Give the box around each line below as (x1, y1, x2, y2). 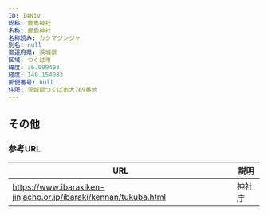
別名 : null (8, 41, 42, 49)
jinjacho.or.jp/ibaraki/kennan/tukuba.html (12, 192, 166, 203)
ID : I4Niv (8, 11, 41, 20)
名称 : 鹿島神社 (8, 26, 52, 34)
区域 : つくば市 (8, 57, 52, 64)
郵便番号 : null (8, 78, 54, 86)
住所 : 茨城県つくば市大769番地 (8, 85, 98, 94)
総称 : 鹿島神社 (8, 19, 52, 27)
